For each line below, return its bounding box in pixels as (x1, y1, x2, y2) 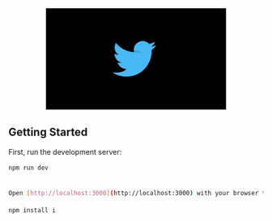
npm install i (8, 207, 57, 215)
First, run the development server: (8, 147, 122, 156)
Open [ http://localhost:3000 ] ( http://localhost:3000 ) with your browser (8, 190, 259, 198)
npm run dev (8, 164, 49, 172)
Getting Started (8, 126, 88, 139)
